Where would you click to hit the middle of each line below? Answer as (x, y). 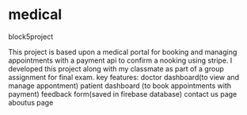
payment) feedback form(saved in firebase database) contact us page (123, 94)
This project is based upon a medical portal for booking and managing (123, 52)
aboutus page (31, 102)
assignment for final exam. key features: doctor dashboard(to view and (124, 77)
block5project (31, 36)
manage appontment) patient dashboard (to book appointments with (120, 86)
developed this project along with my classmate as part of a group (116, 68)
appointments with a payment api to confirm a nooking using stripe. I (120, 60)
